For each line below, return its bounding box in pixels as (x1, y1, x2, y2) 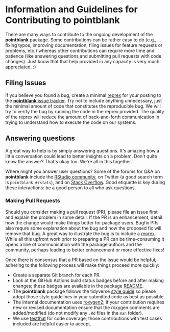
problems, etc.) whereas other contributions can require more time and (5, 47, 155, 54)
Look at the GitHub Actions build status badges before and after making (12, 277, 164, 284)
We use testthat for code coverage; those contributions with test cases (12, 315, 162, 321)
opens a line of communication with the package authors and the (5, 241, 142, 247)
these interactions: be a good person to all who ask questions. (5, 185, 136, 191)
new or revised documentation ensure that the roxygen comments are (12, 304, 160, 311)
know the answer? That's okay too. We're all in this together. (5, 158, 132, 164)
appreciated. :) (5, 64, 36, 70)
